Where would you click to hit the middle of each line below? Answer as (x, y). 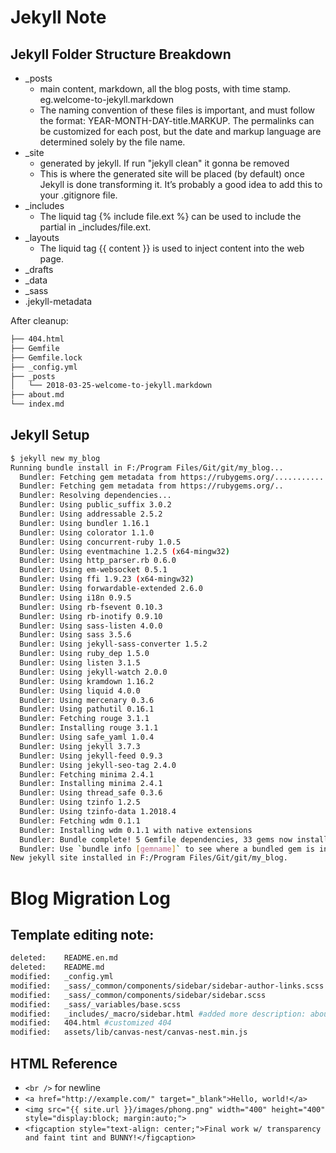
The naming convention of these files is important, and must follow (177, 110)
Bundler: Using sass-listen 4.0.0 (91, 626)
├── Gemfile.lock (46, 357)
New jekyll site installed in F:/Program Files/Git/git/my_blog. (149, 858)
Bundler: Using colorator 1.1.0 (87, 532)
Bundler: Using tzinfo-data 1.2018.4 (98, 812)
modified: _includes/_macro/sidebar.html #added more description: (158, 1014)
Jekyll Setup (50, 435)
